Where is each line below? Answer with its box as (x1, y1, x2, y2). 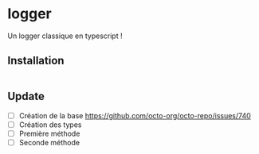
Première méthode (18, 129, 80, 138)
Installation (7, 54, 65, 67)
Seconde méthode (18, 137, 80, 147)
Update (7, 90, 45, 103)
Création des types (18, 120, 82, 129)
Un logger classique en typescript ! (7, 31, 123, 40)
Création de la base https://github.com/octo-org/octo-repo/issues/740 (18, 110, 252, 120)
